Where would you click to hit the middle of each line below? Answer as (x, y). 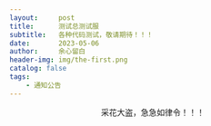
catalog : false (38, 69)
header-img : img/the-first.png (69, 60)
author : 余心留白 (48, 52)
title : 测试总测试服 (55, 26)
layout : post (42, 18)
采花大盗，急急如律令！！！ (153, 112)
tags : (20, 77)
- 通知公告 (44, 85)
